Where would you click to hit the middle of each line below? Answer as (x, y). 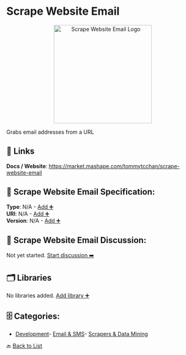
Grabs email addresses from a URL (50, 132)
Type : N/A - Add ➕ (30, 206)
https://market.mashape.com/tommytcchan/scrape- (114, 166)
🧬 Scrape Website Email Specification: (81, 192)
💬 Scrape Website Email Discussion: (76, 240)
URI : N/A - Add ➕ (28, 214)
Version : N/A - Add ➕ (34, 220)
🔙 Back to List (24, 346)
